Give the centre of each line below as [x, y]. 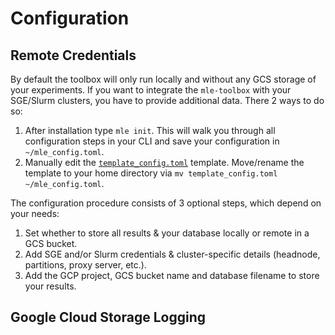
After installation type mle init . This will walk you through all [150, 130]
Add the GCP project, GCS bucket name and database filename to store [172, 275]
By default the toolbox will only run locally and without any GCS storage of [163, 79]
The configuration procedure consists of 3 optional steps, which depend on [166, 203]
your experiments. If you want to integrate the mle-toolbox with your [151, 90]
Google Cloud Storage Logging [108, 317]
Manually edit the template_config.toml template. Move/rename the [164, 162]
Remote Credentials [73, 55]
